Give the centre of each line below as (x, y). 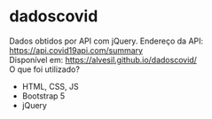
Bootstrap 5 (43, 96)
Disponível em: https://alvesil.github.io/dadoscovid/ (103, 59)
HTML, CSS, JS (50, 86)
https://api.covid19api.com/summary (76, 50)
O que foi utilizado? (44, 69)
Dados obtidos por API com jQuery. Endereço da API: (106, 41)
